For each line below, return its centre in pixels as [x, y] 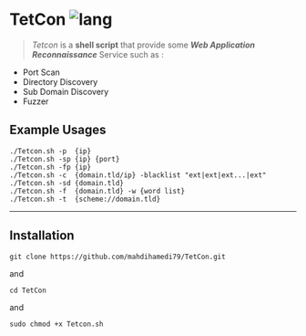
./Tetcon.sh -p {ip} [51, 151]
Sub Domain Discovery [66, 91]
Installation [42, 236]
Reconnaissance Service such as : [97, 54]
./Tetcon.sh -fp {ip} [51, 167]
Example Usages [58, 130]
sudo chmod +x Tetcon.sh [56, 324]
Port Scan [41, 72]
